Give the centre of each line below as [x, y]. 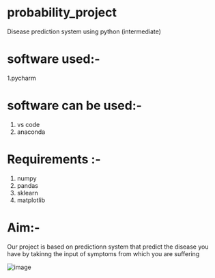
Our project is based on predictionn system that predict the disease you [108, 247]
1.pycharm [21, 78]
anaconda [31, 132]
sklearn [28, 193]
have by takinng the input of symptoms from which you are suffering [103, 253]
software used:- [54, 59]
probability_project [62, 13]
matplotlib [31, 200]
